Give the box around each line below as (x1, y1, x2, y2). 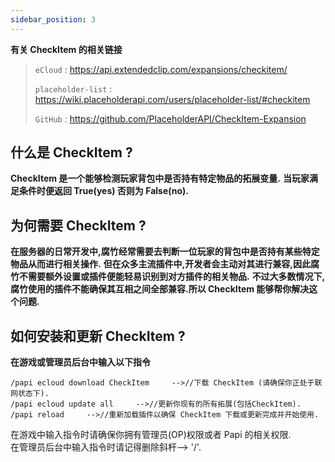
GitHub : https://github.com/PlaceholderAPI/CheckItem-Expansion (34, 112, 307, 125)
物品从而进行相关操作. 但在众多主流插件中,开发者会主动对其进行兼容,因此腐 (10, 258, 320, 270)
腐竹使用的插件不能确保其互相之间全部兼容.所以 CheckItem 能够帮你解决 (10, 283, 310, 295)
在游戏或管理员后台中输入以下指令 (10, 356, 151, 368)
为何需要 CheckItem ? (10, 217, 147, 234)
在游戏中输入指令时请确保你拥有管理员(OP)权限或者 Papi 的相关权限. (10, 429, 292, 441)
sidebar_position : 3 (10, 14, 97, 25)
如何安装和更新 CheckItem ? (10, 327, 186, 345)
